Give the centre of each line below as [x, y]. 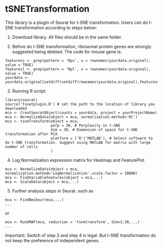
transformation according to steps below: [56, 27]
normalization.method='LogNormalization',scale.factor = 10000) [71, 173]
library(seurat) [21, 100]
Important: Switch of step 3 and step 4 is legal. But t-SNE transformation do [81, 235]
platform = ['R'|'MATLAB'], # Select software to [102, 138]
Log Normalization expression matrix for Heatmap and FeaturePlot [78, 160]
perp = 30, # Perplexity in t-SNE [85, 125]
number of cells [21, 147]
